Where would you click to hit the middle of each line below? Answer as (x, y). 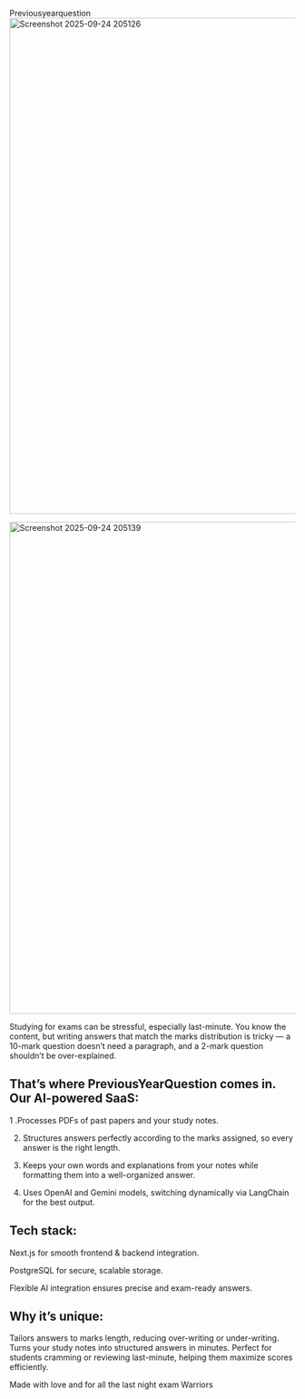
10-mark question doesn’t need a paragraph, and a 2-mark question (136, 1046)
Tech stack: (43, 1231)
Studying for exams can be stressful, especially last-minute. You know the (148, 1027)
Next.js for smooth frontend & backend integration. (104, 1253)
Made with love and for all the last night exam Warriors (111, 1384)
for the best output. (59, 1202)
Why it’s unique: (57, 1317)
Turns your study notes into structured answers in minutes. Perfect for (141, 1348)
